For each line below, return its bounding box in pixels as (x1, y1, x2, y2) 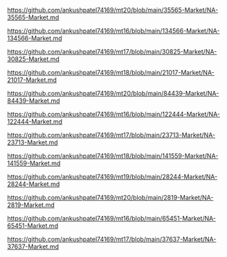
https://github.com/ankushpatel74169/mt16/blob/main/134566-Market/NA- (7, 27, 220, 35)
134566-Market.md (7, 34, 62, 42)
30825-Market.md (7, 55, 60, 63)
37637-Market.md (7, 242, 60, 251)
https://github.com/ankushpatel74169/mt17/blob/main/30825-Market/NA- (7, 48, 217, 56)
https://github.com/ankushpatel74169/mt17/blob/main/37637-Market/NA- (7, 235, 217, 243)
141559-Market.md (7, 159, 61, 167)
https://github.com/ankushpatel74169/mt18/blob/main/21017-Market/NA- (7, 69, 215, 76)
